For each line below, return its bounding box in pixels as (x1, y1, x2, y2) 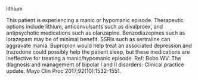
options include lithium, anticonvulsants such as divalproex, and (6, 23, 163, 30)
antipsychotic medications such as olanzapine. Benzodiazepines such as (6, 29, 185, 36)
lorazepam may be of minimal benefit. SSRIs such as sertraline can (6, 36, 171, 42)
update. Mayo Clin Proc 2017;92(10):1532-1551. (6, 67, 122, 74)
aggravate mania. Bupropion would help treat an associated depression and (6, 42, 192, 49)
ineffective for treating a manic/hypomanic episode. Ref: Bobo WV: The (6, 55, 181, 61)
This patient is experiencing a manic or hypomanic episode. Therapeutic (6, 17, 184, 23)
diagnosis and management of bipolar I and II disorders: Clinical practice (6, 61, 184, 68)
